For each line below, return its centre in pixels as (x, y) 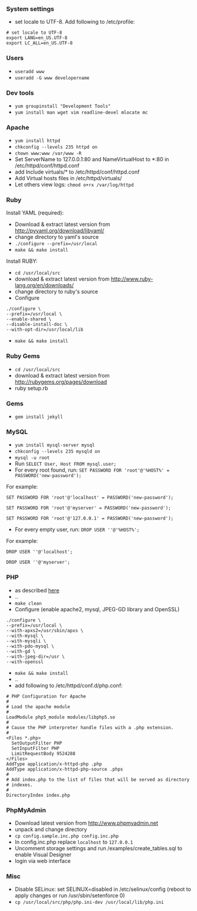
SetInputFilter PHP (36, 748)
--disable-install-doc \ (37, 325)
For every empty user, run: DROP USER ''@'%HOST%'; (77, 530)
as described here (37, 590)
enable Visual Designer (43, 855)
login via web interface (43, 860)
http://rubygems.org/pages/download (61, 382)
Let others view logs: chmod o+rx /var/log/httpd (74, 185)
